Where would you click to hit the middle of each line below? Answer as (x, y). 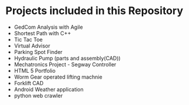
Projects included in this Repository (94, 11)
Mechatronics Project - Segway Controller (65, 64)
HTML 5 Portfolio (35, 70)
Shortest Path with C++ (42, 33)
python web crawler (38, 96)
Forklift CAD (29, 83)
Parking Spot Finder (38, 52)
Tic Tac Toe (28, 39)
